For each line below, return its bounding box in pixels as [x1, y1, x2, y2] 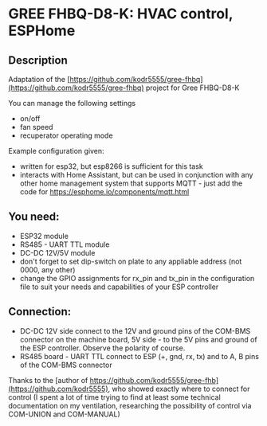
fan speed [19, 123, 53, 131]
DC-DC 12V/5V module [19, 248, 96, 257]
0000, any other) [19, 264, 76, 275]
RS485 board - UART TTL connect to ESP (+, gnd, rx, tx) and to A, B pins [19, 351, 259, 361]
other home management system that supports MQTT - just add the [19, 178, 243, 188]
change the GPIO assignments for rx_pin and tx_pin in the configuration [19, 273, 255, 283]
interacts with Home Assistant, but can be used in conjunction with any [19, 170, 253, 179]
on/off [19, 114, 41, 123]
